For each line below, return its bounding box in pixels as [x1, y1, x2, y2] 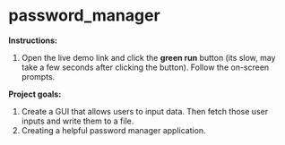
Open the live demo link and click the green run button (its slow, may [21, 52, 276, 63]
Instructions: [8, 35, 58, 46]
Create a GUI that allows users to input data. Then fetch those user [21, 106, 269, 116]
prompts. [21, 71, 56, 81]
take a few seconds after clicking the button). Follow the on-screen [21, 62, 270, 72]
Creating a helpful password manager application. [21, 124, 207, 135]
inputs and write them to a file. [21, 115, 134, 126]
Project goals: [8, 89, 62, 99]
